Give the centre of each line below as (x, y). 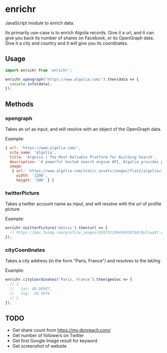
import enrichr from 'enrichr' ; (39, 70)
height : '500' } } (35, 180)
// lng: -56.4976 (30, 293)
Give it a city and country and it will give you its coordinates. (67, 43)
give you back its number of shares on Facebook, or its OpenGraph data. (80, 38)
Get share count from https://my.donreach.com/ (61, 330)
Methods (19, 104)
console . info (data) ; (31, 84)
